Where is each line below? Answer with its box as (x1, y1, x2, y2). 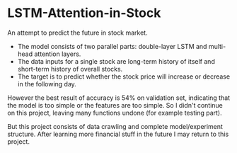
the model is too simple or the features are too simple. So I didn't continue (7, 101, 223, 109)
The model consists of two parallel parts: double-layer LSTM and (17, 42, 207, 50)
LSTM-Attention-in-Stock (7, 5, 161, 21)
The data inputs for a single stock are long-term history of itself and (17, 57, 216, 65)
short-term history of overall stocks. (17, 64, 123, 73)
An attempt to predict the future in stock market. (7, 28, 148, 37)
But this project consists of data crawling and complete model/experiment (7, 122, 223, 130)
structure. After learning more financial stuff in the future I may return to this (7, 130, 229, 138)
